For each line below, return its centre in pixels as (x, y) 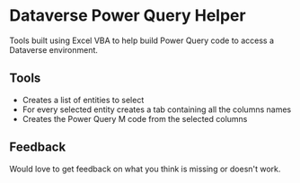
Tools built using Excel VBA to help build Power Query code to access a (142, 40)
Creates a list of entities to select (83, 100)
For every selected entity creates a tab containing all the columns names (157, 109)
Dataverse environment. (54, 49)
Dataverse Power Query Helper (128, 16)
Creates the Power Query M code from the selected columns (135, 118)
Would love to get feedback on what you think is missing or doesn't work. (145, 169)
